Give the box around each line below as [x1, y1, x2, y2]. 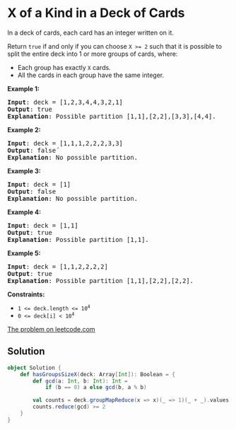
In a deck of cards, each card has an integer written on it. [7, 28, 175, 37]
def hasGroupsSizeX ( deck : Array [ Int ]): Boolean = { [20, 371, 175, 378]
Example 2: [7, 125, 41, 134]
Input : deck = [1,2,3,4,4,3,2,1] [7, 98, 124, 106]
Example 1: [7, 84, 40, 93]
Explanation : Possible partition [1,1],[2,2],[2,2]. [7, 277, 194, 284]
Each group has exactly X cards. [17, 63, 111, 71]
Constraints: [7, 290, 45, 298]
